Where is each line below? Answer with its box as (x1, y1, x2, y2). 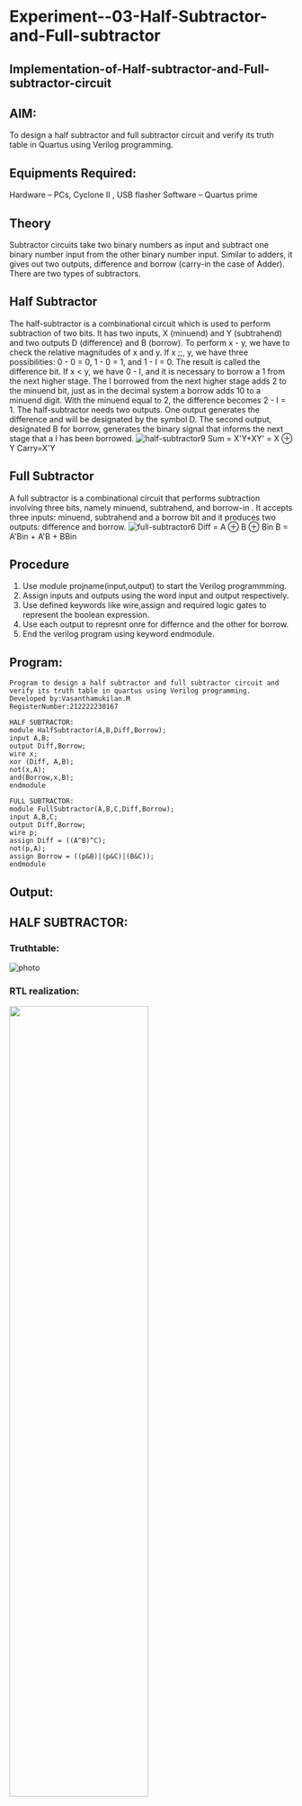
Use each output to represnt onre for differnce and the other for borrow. (22, 619, 289, 630)
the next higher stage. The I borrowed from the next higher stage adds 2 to (9, 376, 288, 386)
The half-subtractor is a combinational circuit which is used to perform (9, 318, 271, 329)
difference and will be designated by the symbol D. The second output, (9, 413, 272, 424)
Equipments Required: (9, 165, 137, 181)
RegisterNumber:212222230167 (9, 703, 119, 712)
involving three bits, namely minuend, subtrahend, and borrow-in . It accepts (9, 502, 293, 513)
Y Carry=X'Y (9, 442, 56, 453)
